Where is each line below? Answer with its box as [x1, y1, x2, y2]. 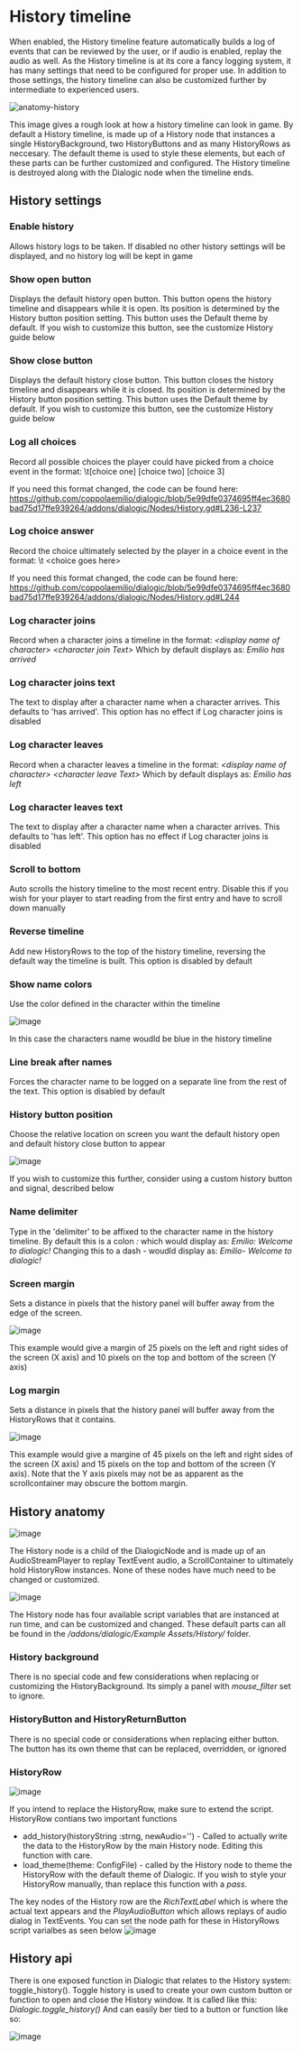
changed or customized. [9, 1575, 100, 1585]
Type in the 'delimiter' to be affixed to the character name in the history [9, 1225, 274, 1237]
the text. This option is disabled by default [9, 1086, 165, 1097]
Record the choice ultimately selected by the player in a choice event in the [9, 545, 288, 556]
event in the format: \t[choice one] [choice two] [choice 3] [9, 466, 225, 476]
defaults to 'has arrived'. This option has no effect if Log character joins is [9, 707, 284, 717]
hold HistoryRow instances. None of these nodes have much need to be [9, 1565, 277, 1575]
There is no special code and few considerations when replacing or [9, 1671, 260, 1682]
